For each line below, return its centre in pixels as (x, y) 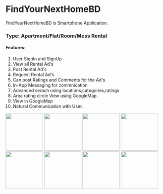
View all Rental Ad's (33, 64)
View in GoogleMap (33, 101)
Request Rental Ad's (33, 75)
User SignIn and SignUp (37, 59)
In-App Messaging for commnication (50, 85)
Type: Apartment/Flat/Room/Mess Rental (56, 36)
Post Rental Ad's (29, 69)
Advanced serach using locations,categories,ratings (66, 91)
